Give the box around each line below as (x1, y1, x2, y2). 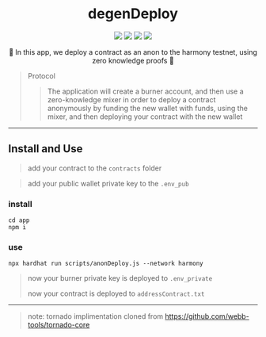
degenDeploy (88, 5, 178, 23)
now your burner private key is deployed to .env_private (27, 274, 213, 283)
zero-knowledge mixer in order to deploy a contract (47, 94, 216, 104)
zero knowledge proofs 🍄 (92, 56, 174, 65)
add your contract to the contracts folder (27, 163, 162, 173)
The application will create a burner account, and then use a (47, 86, 244, 96)
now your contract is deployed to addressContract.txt (27, 289, 205, 298)
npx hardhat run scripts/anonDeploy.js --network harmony (8, 259, 203, 268)
